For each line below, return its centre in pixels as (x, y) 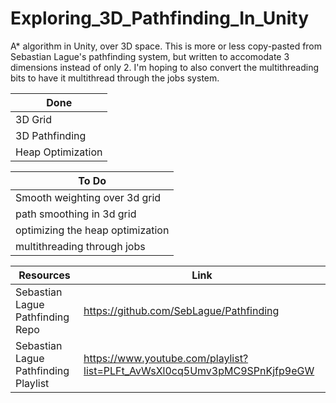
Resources (44, 275)
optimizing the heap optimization (92, 230)
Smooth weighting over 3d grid (88, 197)
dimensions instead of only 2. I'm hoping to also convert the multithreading (165, 67)
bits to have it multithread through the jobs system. (115, 78)
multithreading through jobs (80, 246)
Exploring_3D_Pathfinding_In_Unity (159, 18)
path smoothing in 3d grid (76, 214)
